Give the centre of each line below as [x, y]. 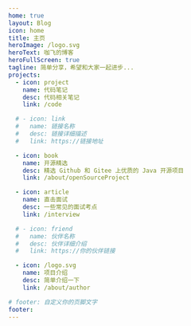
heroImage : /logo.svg [44, 45]
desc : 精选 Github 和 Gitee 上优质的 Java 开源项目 [103, 171]
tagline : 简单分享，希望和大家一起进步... [71, 68]
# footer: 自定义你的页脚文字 [53, 302]
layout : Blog [30, 23]
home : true [26, 16]
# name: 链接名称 [45, 127]
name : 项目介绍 [45, 273]
